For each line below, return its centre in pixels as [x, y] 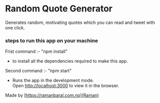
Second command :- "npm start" [38, 71]
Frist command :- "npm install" [36, 51]
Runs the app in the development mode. [53, 81]
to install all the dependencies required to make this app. [70, 61]
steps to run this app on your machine [52, 40]
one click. [15, 27]
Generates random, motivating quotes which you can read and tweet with [80, 22]
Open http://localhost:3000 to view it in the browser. [66, 86]
